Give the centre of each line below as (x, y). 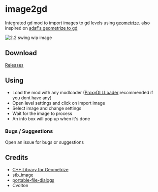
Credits (17, 158)
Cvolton (20, 185)
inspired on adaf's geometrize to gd (41, 28)
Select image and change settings (47, 108)
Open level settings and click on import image (59, 103)
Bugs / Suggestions (29, 131)
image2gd (26, 9)
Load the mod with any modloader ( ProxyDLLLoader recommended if (83, 92)
